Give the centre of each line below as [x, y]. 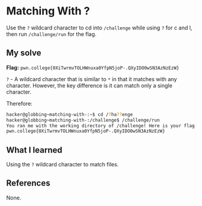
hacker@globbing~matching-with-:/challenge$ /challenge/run [83, 120]
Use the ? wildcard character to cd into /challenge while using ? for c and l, [99, 28]
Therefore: [20, 103]
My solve [24, 53]
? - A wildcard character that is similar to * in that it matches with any [92, 79]
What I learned [34, 150]
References [28, 183]
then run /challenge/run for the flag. [51, 34]
